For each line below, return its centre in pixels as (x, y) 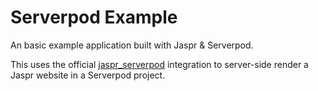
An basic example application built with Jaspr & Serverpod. (132, 45)
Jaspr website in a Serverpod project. (88, 75)
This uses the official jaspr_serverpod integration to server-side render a (159, 64)
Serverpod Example (94, 17)
